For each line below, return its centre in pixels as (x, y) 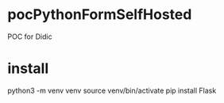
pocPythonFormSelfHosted (100, 15)
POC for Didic (30, 36)
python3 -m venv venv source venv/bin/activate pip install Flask (112, 90)
